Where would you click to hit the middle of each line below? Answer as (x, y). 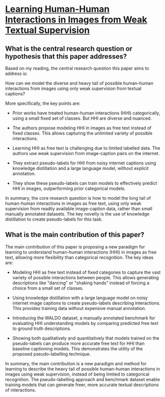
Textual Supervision (47, 30)
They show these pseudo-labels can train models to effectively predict (85, 183)
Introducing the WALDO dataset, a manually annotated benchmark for (84, 318)
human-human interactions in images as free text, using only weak (73, 203)
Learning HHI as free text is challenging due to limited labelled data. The (86, 148)
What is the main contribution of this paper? (75, 235)
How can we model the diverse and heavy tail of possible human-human (79, 83)
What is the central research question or (69, 48)
